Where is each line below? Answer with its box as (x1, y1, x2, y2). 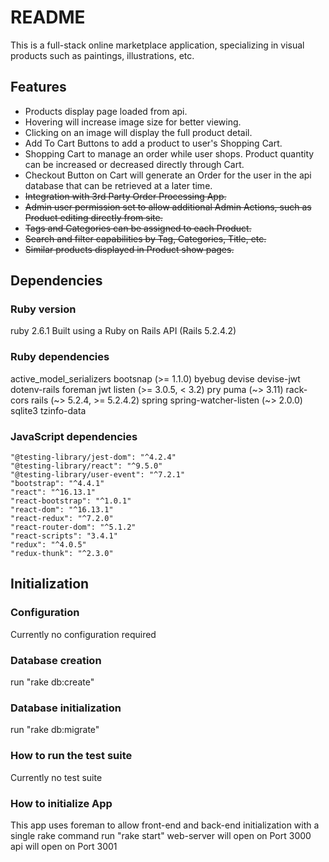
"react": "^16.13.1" (10, 487, 97, 498)
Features (10, 79, 67, 96)
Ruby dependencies (10, 350, 110, 364)
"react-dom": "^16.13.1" (10, 505, 114, 515)
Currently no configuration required (10, 628, 157, 640)
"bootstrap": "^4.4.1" (10, 479, 105, 489)
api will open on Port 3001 (10, 840, 118, 852)
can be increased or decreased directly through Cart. (24, 158, 245, 170)
